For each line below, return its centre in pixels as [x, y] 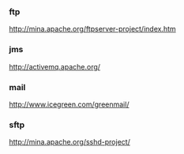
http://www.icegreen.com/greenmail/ [69, 104]
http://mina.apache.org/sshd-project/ [70, 142]
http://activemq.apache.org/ [55, 66]
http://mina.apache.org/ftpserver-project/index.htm [92, 29]
